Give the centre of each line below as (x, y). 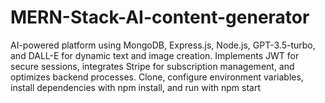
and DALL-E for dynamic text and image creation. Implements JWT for (155, 55)
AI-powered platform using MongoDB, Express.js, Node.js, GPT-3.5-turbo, (163, 45)
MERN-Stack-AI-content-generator (160, 17)
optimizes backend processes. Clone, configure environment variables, (157, 77)
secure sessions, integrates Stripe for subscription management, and (152, 66)
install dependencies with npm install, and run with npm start (135, 87)
